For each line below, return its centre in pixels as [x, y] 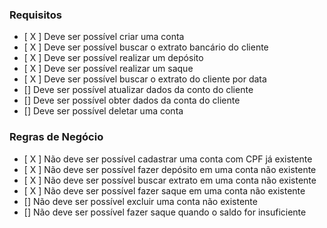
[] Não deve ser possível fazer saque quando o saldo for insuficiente [165, 212]
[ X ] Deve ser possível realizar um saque [108, 69]
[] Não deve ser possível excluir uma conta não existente [140, 201]
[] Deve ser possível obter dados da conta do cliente [132, 100]
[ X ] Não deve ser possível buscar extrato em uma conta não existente [170, 180]
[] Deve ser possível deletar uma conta [103, 111]
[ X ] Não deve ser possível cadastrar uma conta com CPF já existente [168, 159]
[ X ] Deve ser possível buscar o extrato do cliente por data [145, 79]
